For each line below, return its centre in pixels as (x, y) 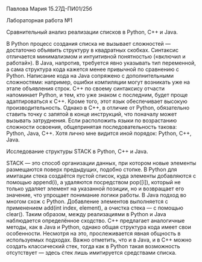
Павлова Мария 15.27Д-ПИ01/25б (49, 9)
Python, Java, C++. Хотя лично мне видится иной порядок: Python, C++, (99, 133)
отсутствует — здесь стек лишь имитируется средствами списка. (91, 253)
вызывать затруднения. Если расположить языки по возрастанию (91, 120)
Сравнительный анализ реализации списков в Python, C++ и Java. (92, 32)
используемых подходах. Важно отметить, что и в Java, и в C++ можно (99, 240)
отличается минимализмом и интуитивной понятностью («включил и (96, 56)
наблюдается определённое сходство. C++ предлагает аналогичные (96, 220)
